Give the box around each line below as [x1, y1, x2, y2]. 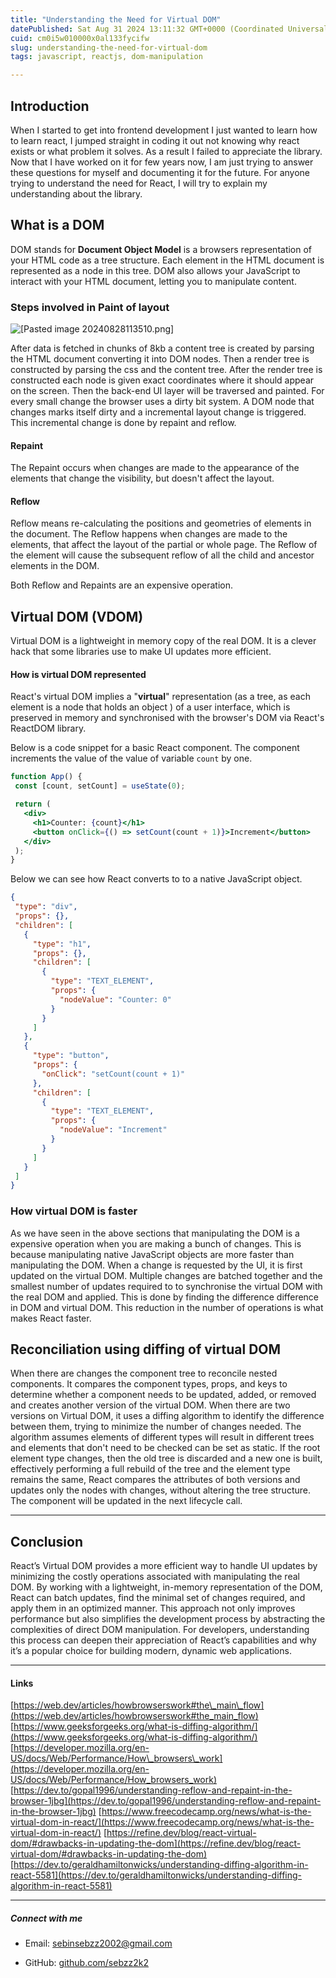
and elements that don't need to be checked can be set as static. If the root [10, 1442, 321, 1454]
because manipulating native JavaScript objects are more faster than [10, 1248, 295, 1260]
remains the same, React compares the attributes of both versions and [10, 1474, 301, 1486]
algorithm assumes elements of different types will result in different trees [10, 1431, 315, 1443]
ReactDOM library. [10, 722, 87, 735]
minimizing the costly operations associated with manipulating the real [10, 1571, 300, 1583]
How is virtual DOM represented [10, 668, 147, 680]
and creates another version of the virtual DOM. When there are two [10, 1399, 291, 1411]
